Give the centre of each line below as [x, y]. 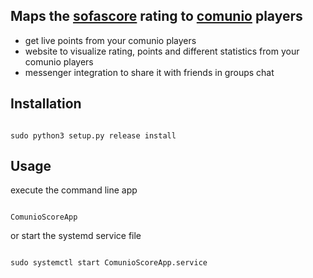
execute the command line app [74, 190]
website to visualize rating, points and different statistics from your [162, 51]
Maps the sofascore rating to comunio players [156, 16]
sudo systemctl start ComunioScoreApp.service [109, 263]
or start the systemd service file [76, 236]
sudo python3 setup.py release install [93, 135]
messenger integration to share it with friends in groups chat [149, 72]
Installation [46, 104]
